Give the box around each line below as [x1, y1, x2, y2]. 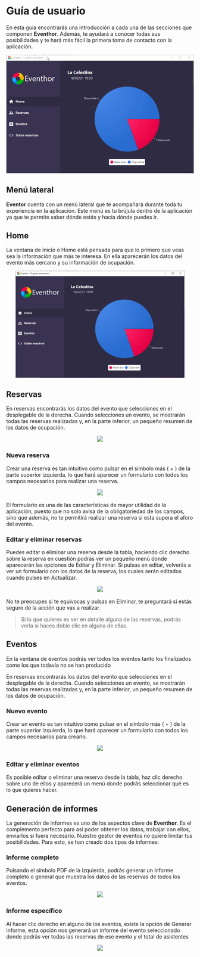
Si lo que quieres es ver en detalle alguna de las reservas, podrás [20, 616, 182, 623]
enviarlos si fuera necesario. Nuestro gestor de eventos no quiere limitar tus [6, 832, 193, 840]
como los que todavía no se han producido [6, 661, 111, 669]
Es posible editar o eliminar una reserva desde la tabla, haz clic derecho [6, 773, 183, 781]
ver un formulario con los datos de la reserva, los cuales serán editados [6, 567, 182, 574]
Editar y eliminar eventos [6, 760, 80, 768]
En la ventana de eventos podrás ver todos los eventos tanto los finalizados [6, 655, 192, 662]
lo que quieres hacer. [6, 787, 58, 794]
